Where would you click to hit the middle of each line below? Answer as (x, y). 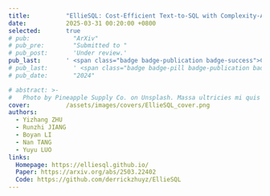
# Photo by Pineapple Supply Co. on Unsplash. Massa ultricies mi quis (135, 97)
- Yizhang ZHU (39, 120)
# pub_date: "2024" (51, 76)
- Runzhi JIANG (41, 128)
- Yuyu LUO (34, 149)
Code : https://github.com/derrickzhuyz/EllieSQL (98, 180)
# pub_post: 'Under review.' (68, 53)
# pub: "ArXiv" (53, 38)
